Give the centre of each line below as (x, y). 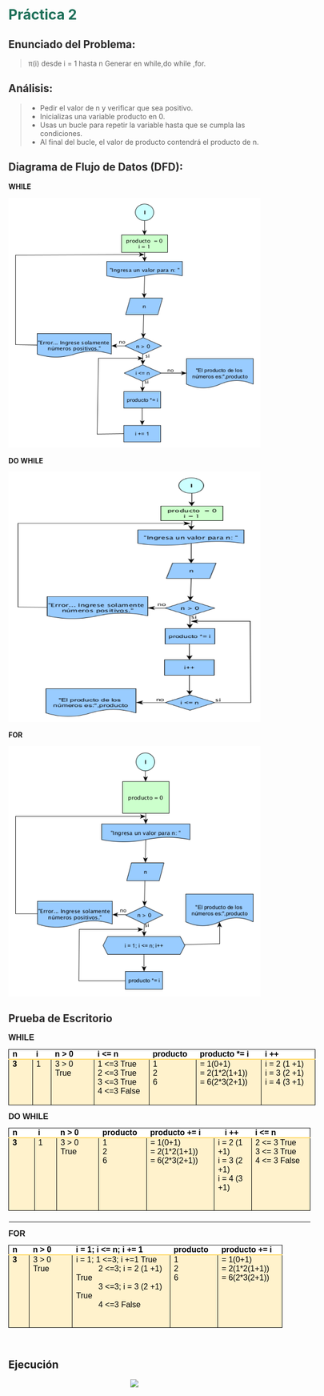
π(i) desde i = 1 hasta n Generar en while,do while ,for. (117, 63)
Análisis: (31, 88)
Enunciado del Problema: (72, 44)
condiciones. (61, 133)
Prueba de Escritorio (60, 1019)
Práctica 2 (43, 15)
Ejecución (34, 1364)
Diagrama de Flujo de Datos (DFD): (96, 167)
